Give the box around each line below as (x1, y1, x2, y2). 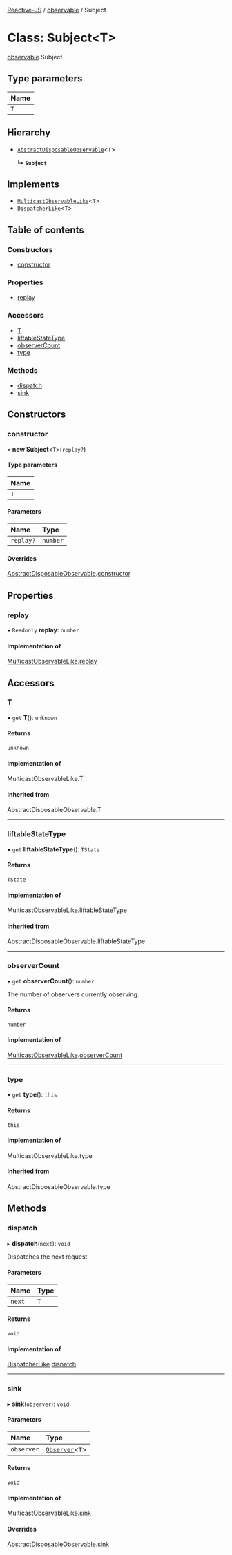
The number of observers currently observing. (7, 990, 139, 998)
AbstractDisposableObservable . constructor (7, 570, 131, 578)
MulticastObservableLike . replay (7, 657, 98, 666)
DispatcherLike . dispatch (7, 1360, 77, 1369)
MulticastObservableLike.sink (7, 1509, 92, 1518)
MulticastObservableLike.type (7, 1151, 93, 1159)
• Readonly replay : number (7, 626, 79, 634)
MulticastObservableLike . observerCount (7, 1051, 123, 1059)
